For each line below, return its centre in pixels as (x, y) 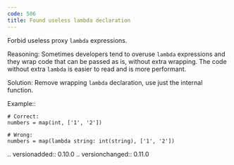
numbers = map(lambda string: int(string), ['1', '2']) (91, 141)
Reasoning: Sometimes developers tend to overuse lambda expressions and (116, 54)
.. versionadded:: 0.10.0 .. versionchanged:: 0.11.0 (78, 154)
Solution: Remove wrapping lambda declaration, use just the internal (105, 82)
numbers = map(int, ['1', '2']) (55, 123)
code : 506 (22, 14)
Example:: (22, 103)
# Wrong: (20, 135)
